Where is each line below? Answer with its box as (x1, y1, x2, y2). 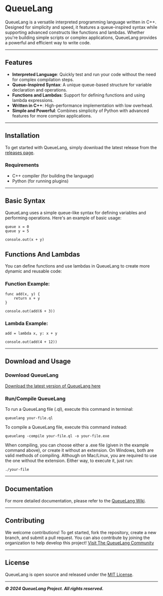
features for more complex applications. (12, 113, 92, 118)
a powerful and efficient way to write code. (5, 39, 91, 45)
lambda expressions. (12, 97, 54, 103)
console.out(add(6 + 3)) (5, 308, 55, 313)
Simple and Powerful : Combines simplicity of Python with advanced (12, 108, 149, 114)
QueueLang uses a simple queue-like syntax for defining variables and (5, 210, 147, 215)
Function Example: (5, 281, 50, 288)
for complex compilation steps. (12, 77, 74, 82)
